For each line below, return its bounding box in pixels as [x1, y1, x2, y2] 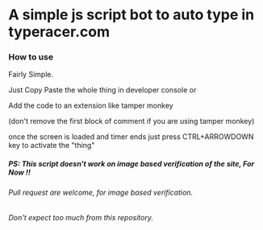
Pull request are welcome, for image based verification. [8, 187, 194, 198]
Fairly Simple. [8, 70, 54, 80]
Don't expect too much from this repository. [8, 213, 153, 223]
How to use [8, 51, 54, 63]
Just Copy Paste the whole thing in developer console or [8, 85, 197, 95]
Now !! [8, 167, 31, 178]
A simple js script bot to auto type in [8, 6, 255, 24]
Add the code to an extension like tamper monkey [8, 101, 173, 110]
